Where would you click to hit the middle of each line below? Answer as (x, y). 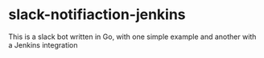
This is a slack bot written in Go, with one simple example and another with (132, 37)
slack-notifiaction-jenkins (97, 15)
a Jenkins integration (43, 44)
